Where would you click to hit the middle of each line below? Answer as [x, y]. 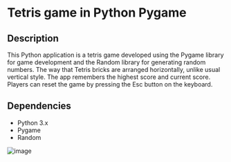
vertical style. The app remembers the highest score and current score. [109, 77]
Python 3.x [33, 123]
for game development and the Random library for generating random [107, 62]
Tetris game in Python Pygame [97, 13]
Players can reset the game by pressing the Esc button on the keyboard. [110, 84]
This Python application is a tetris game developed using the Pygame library [115, 55]
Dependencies [39, 106]
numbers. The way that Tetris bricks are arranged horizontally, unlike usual [114, 70]
